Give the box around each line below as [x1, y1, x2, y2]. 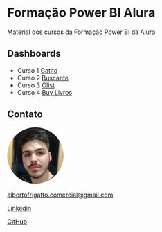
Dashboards [7, 48, 61, 60]
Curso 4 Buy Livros [17, 88, 73, 96]
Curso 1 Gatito [17, 66, 58, 74]
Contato [7, 109, 43, 121]
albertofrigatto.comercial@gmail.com [7, 190, 114, 199]
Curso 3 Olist [17, 81, 55, 89]
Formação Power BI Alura [7, 5, 156, 21]
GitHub [7, 217, 28, 226]
